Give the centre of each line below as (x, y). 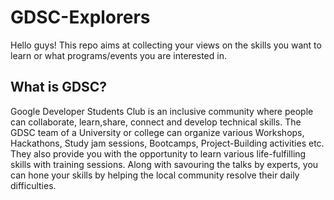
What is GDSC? (59, 87)
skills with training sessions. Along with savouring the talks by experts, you (164, 164)
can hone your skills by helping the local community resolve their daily (155, 175)
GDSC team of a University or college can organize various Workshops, (157, 132)
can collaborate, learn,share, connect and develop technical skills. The (156, 122)
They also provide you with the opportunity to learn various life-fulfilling (158, 153)
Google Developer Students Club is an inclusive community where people (162, 111)
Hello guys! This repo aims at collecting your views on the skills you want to (166, 45)
